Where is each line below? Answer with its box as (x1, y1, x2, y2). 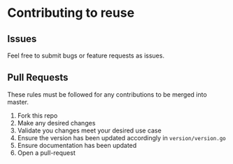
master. (7, 97, 29, 106)
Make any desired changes (17, 118, 96, 127)
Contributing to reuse (7, 5, 135, 21)
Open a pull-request (17, 149, 76, 157)
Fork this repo (17, 111, 58, 120)
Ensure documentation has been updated (17, 141, 137, 149)
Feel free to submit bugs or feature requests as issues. (7, 51, 164, 60)
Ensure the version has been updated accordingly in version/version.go (17, 133, 226, 142)
